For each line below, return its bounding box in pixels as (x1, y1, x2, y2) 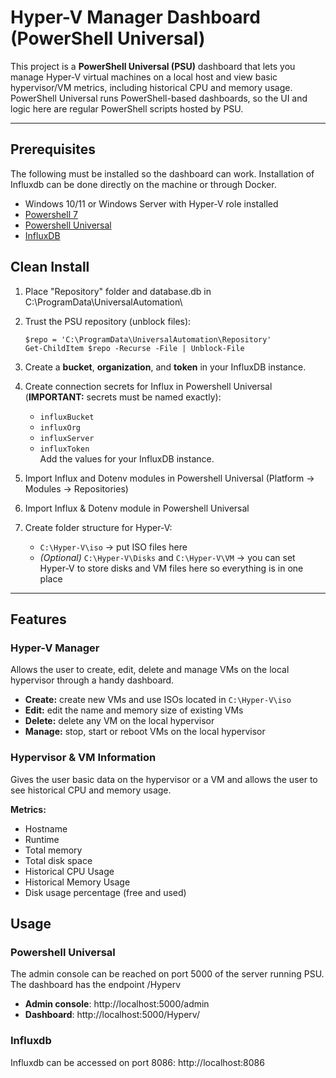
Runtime (24, 833, 60, 845)
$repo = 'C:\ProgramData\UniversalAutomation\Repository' (24, 334, 272, 345)
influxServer (39, 433, 95, 443)
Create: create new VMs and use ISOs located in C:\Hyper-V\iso (24, 694, 292, 706)
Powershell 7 (24, 208, 78, 220)
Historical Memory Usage (24, 876, 131, 888)
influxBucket (39, 412, 95, 422)
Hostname (24, 822, 68, 835)
